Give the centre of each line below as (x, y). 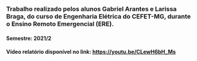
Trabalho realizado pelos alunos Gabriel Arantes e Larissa (92, 9)
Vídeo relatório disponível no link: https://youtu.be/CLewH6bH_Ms (91, 52)
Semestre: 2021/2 (29, 38)
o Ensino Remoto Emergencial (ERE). (60, 24)
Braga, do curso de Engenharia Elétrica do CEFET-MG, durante (98, 16)
